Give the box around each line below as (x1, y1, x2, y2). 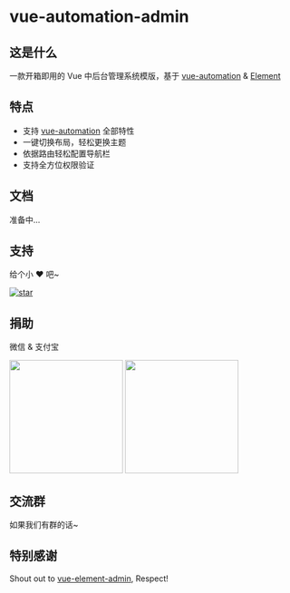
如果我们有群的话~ (9, 520, 79, 530)
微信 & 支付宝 (9, 342, 59, 353)
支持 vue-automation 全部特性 (22, 125, 135, 136)
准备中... (9, 214, 41, 225)
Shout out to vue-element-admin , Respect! (9, 573, 169, 584)
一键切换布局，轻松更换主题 (22, 136, 127, 147)
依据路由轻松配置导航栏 (22, 148, 111, 159)
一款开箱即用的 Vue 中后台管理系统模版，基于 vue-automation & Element (9, 71, 281, 81)
